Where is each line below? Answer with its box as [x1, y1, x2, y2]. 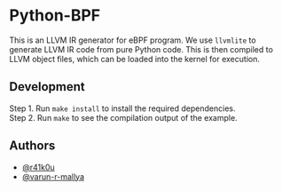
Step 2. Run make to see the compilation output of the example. [9, 112, 238, 123]
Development [9, 79, 86, 94]
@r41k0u [21, 162, 55, 172]
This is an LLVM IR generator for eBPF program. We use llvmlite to [9, 35, 256, 45]
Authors [9, 139, 56, 154]
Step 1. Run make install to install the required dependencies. [9, 103, 236, 114]
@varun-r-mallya [21, 171, 85, 182]
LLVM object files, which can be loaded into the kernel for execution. [9, 53, 260, 64]
